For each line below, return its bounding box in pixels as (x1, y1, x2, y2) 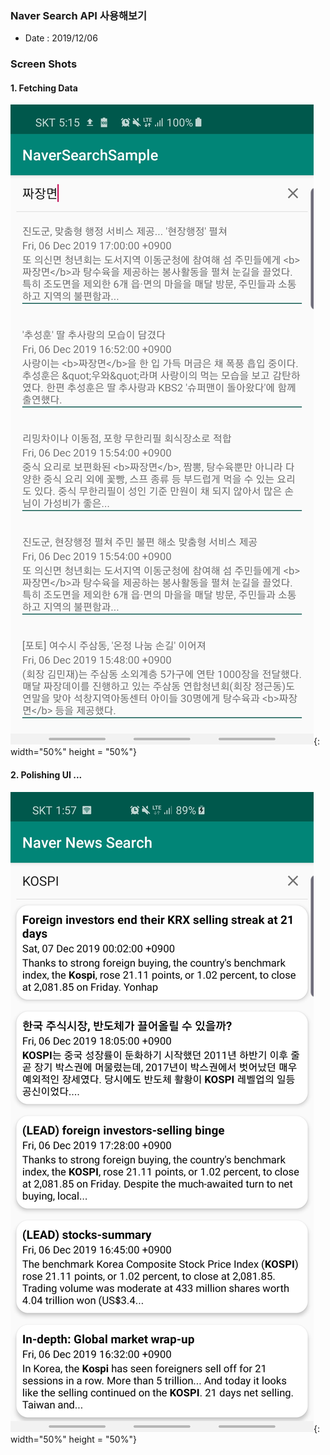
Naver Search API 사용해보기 (10, 8, 148, 22)
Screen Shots (10, 57, 78, 71)
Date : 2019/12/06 (24, 32, 98, 44)
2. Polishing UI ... (10, 769, 83, 781)
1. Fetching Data (10, 82, 78, 94)
